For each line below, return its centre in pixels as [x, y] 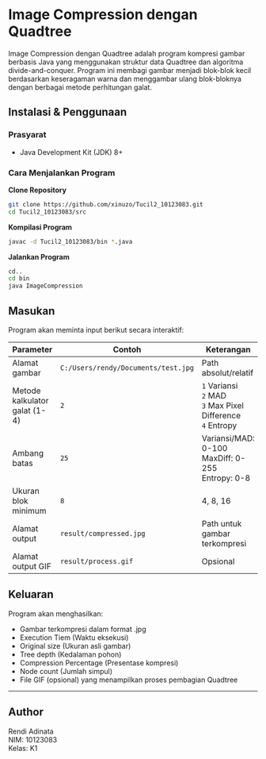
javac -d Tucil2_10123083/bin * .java [70, 241]
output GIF [32, 566]
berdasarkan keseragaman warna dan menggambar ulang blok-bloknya [125, 79]
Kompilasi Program [40, 227]
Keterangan [228, 349]
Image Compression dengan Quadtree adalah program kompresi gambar [127, 53]
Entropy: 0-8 [226, 478]
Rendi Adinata [31, 731]
